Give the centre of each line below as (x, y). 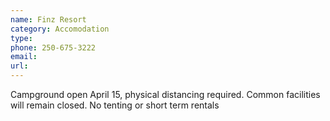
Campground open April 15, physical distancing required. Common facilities (165, 94)
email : (24, 57)
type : (21, 38)
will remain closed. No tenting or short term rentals (115, 105)
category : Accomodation (60, 29)
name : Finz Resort (48, 19)
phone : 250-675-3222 (53, 47)
